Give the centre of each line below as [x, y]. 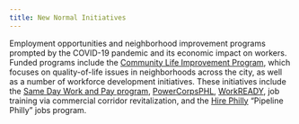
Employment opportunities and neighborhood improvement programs [138, 43]
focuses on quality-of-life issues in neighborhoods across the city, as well [146, 72]
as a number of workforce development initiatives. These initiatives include [148, 81]
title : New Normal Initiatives [68, 18]
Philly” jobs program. [48, 110]
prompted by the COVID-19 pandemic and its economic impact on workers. [148, 53]
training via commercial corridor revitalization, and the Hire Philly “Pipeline [147, 101]
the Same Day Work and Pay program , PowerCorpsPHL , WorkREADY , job [145, 91]
